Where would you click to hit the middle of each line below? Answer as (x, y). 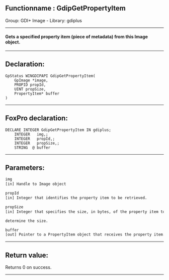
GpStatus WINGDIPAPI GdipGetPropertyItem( (50, 76)
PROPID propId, (30, 85)
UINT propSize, (30, 89)
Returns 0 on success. (28, 267)
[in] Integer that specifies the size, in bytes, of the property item (82, 212)
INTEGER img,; (31, 134)
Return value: (27, 255)
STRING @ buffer (32, 148)
